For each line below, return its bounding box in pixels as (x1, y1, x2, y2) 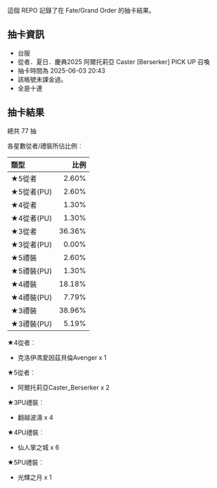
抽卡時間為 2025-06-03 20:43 (17, 66, 105, 75)
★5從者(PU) (11, 187, 53, 196)
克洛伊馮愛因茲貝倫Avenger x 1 (17, 353, 107, 361)
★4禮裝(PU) (11, 292, 53, 302)
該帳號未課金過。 (17, 75, 67, 83)
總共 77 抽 (7, 126, 37, 135)
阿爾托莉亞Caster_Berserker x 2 (17, 383, 110, 392)
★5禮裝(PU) (11, 266, 53, 276)
